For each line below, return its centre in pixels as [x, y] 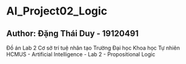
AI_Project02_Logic [57, 11]
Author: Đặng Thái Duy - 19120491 [73, 34]
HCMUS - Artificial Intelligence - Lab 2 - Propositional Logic [81, 54]
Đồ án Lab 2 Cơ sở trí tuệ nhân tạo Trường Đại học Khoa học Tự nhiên [93, 48]
